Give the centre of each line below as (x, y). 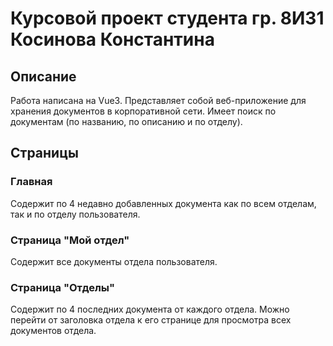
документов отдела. (53, 331)
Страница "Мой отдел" (70, 240)
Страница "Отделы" (63, 287)
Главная (31, 182)
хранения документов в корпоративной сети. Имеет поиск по (143, 111)
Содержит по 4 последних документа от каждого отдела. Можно (150, 309)
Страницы (44, 153)
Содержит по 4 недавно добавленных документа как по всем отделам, (163, 203)
